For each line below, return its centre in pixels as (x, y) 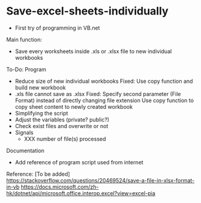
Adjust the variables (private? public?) (62, 120)
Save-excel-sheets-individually (88, 11)
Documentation (25, 150)
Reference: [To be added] (38, 174)
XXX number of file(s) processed (65, 139)
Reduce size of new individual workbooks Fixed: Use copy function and (104, 81)
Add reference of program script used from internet (79, 162)
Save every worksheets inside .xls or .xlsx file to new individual (93, 51)
